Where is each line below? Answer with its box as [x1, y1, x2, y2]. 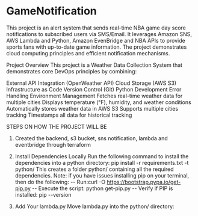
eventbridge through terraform [14, 141, 91, 148]
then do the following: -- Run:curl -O [14, 178, 106, 185]
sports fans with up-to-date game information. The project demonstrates [6, 43, 187, 51]
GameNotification [6, 4, 97, 18]
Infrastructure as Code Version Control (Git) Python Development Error [6, 85, 182, 93]
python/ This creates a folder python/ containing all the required [14, 165, 174, 173]
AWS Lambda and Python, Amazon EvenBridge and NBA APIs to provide [6, 37, 185, 44]
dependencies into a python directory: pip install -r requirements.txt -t [14, 159, 189, 166]
